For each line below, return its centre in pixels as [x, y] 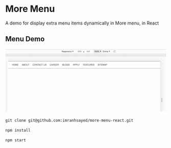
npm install [18, 130]
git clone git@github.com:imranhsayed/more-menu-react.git [69, 120]
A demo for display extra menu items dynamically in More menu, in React [82, 23]
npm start [16, 140]
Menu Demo [25, 39]
